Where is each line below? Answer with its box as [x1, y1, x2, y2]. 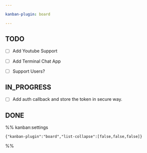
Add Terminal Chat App [12, 58, 61, 64]
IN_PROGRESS [5, 83, 52, 92]
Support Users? [12, 68, 45, 74]
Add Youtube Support [12, 48, 58, 54]
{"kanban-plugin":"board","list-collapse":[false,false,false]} [5, 134, 142, 139]
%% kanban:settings [5, 124, 49, 130]
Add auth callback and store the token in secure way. [12, 96, 122, 102]
